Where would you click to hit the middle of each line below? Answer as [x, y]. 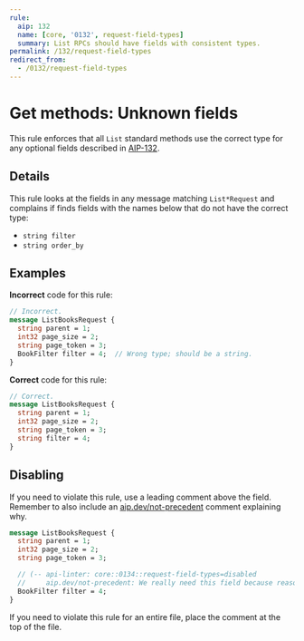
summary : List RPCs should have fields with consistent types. [139, 43]
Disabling [37, 476]
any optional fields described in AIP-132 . [85, 148]
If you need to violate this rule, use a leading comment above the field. [140, 497]
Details [29, 176]
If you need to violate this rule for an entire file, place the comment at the [145, 617]
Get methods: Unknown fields [123, 113]
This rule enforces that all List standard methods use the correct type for [146, 138]
